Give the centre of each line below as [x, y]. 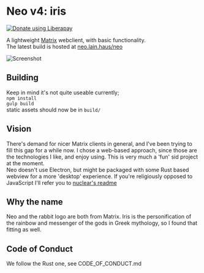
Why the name [35, 202]
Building [22, 78]
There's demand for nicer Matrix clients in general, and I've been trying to [100, 144]
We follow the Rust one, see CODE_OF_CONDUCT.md [74, 264]
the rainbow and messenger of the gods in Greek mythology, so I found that [102, 223]
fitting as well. [24, 230]
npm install [21, 98]
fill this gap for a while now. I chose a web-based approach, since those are [102, 150]
